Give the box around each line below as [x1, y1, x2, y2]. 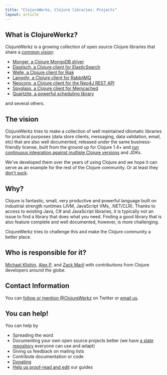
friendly [5, 144, 21, 150]
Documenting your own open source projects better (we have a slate [12, 337, 154, 343]
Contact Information [5, 281, 70, 290]
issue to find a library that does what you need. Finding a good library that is [5, 213, 162, 219]
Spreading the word [12, 332, 53, 338]
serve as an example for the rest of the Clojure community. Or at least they [5, 165, 159, 171]
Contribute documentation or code [12, 353, 84, 359]
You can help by [5, 322, 38, 328]
